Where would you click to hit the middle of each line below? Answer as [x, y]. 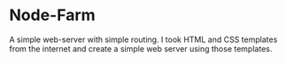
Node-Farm [52, 15]
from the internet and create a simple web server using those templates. [141, 48]
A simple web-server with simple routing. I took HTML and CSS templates [143, 39]
